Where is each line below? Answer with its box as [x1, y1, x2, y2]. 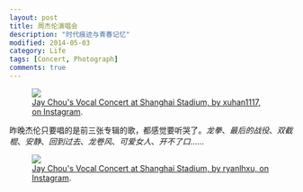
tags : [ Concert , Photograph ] [9, 55, 119, 64]
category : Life [9, 47, 67, 56]
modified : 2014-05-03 [9, 38, 91, 48]
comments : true [9, 64, 67, 73]
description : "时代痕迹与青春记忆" [9, 30, 130, 39]
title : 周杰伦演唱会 [9, 22, 78, 31]
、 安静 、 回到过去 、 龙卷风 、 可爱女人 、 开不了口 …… [17, 135, 205, 146]
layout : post [9, 13, 58, 22]
